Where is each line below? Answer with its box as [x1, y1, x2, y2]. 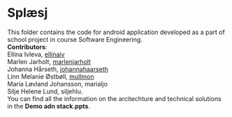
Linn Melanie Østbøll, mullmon [7, 72, 94, 81]
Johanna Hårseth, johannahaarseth [7, 65, 108, 73]
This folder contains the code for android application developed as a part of [7, 28, 225, 36]
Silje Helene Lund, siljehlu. [7, 87, 83, 95]
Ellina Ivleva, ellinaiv [7, 50, 65, 58]
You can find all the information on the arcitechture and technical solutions [7, 94, 222, 102]
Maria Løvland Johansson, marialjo [7, 79, 108, 88]
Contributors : [7, 42, 48, 51]
